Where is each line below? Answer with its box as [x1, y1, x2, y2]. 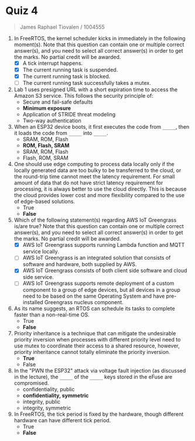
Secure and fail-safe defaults [22, 98, 93, 106]
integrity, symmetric [22, 405, 71, 412]
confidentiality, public [22, 386, 75, 393]
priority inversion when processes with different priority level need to [13, 336, 181, 343]
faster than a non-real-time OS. [13, 311, 90, 318]
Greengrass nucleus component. [44, 299, 124, 306]
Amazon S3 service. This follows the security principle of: [13, 92, 153, 99]
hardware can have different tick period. [13, 417, 111, 424]
